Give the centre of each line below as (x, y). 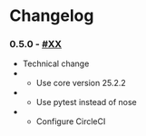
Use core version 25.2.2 (81, 83)
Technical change (56, 63)
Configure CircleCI (71, 121)
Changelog (52, 16)
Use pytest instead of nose (87, 102)
